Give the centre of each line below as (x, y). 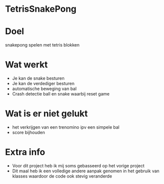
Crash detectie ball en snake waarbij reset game (61, 94)
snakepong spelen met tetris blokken (42, 45)
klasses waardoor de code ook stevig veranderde (62, 176)
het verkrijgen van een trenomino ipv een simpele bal (66, 127)
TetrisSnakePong (41, 9)
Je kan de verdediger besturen (43, 84)
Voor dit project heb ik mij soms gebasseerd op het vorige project (78, 165)
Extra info (25, 152)
